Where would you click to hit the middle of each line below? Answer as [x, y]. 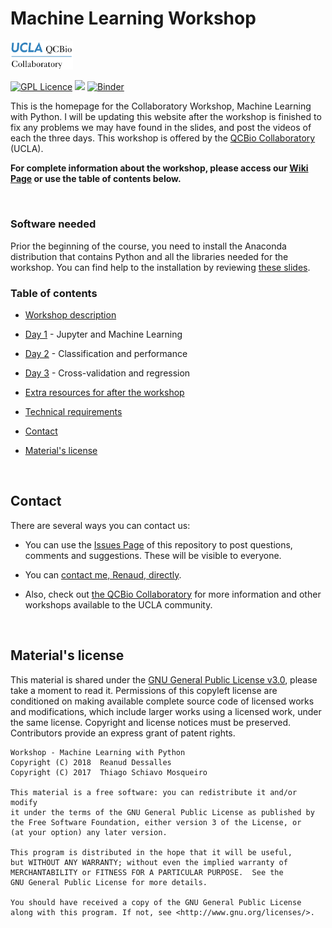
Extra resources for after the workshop [104, 392]
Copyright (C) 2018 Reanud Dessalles [91, 762]
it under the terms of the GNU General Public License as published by [162, 812]
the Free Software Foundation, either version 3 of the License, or [156, 822]
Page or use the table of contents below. [96, 179]
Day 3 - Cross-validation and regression [107, 373]
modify [24, 802]
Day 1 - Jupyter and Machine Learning [103, 334]
